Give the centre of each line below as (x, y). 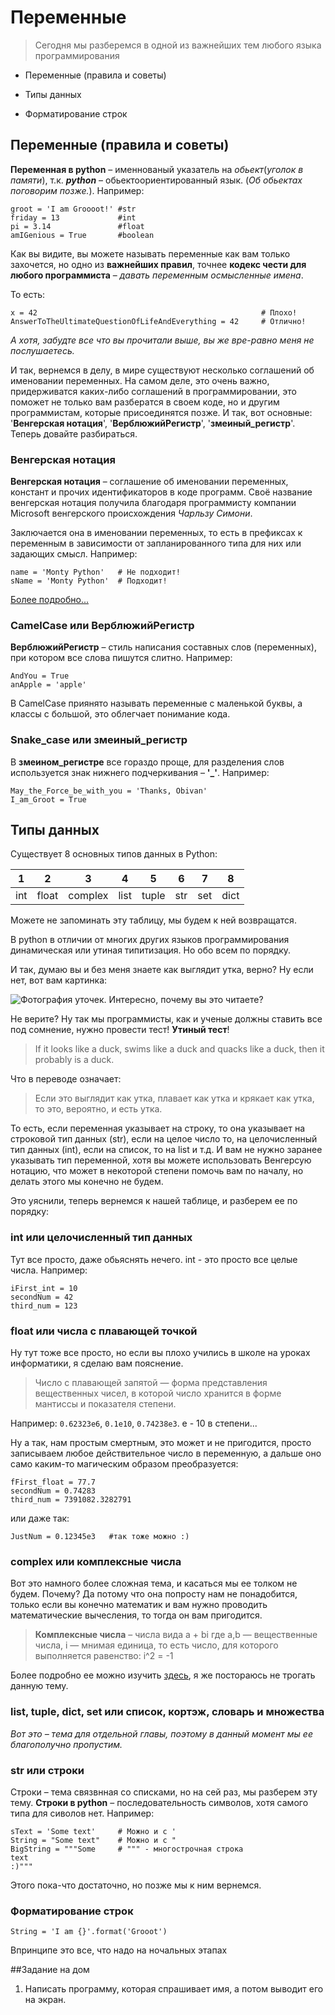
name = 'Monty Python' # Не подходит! (96, 572)
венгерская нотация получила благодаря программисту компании (153, 503)
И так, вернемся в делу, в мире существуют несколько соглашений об (162, 370)
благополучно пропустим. (66, 1744)
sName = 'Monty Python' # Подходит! (89, 581)
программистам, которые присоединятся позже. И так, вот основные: (161, 412)
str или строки (47, 1770)
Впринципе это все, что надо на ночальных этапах (119, 1950)
